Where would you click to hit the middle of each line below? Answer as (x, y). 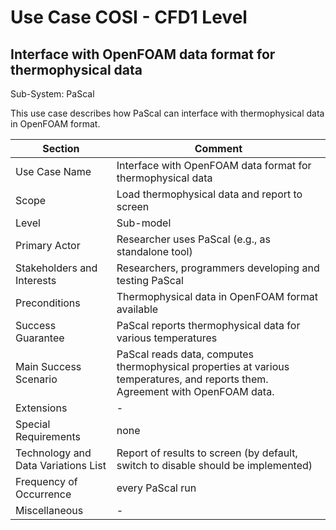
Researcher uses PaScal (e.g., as (193, 239)
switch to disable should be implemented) (214, 465)
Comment (218, 148)
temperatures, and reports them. (192, 379)
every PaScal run (156, 488)
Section (61, 148)
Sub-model (144, 223)
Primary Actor (48, 245)
